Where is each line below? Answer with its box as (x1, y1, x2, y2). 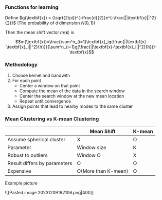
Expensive (7, 167, 32, 174)
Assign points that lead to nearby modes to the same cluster (12, 103, 133, 109)
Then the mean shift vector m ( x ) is (5, 30, 74, 35)
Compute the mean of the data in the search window (19, 88, 125, 94)
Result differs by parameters (7, 160, 72, 167)
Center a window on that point (19, 83, 80, 88)
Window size (77, 144, 107, 150)
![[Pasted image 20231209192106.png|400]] (5, 189, 94, 195)
